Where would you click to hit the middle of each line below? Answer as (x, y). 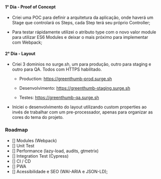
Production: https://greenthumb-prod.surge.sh (66, 79)
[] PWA (19, 166)
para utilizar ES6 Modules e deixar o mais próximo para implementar (80, 37)
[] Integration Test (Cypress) (40, 156)
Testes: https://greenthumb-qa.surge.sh (59, 98)
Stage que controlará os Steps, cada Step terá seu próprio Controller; (81, 23)
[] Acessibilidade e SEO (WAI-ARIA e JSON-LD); (60, 171)
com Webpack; (27, 42)
